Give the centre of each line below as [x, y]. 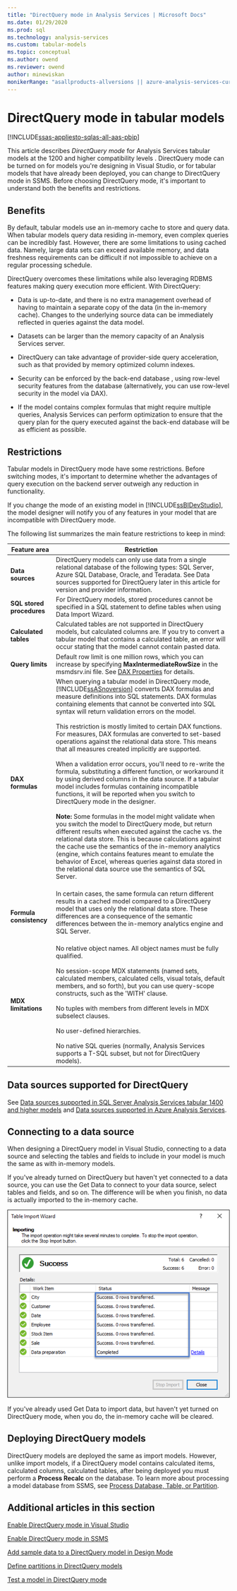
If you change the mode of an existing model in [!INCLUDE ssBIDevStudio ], [115, 505]
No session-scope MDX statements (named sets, [128, 971]
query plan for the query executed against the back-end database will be [123, 422]
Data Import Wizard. [85, 615]
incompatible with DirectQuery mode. [62, 520]
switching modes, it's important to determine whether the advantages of [113, 476]
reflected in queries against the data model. [81, 323]
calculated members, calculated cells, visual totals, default [140, 978]
